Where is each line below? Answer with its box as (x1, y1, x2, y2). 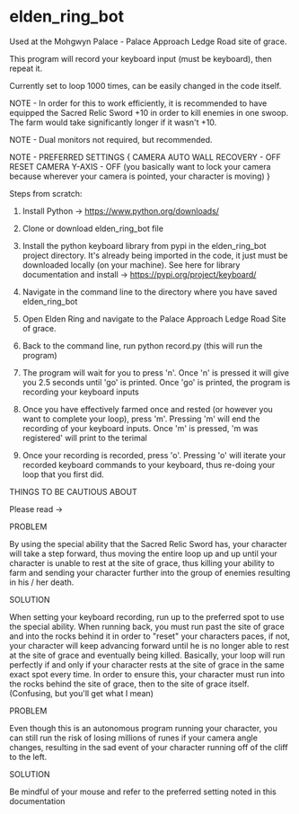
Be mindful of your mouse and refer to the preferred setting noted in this (9, 786, 277, 797)
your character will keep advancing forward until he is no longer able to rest (9, 640, 289, 650)
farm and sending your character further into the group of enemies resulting (9, 567, 291, 578)
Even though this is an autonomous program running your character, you (9, 722, 278, 733)
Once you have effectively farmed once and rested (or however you (22, 403, 274, 414)
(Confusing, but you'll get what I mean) (9, 687, 154, 698)
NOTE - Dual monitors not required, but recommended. (9, 134, 213, 145)
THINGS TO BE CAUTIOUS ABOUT (9, 486, 137, 497)
